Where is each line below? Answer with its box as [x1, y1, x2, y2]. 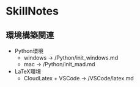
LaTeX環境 [14, 68, 41, 75]
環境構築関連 [6, 30, 54, 40]
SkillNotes [6, 4, 59, 18]
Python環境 [14, 47, 44, 54]
